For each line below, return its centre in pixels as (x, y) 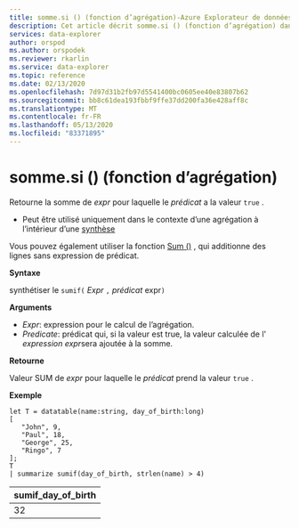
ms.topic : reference (48, 76)
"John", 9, (41, 427)
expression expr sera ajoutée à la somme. (97, 343)
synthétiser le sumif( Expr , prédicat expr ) (87, 289)
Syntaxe (25, 272)
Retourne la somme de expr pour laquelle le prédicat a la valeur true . (137, 202)
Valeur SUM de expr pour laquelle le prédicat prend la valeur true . (131, 378)
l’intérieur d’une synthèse (69, 229)
